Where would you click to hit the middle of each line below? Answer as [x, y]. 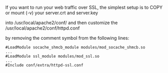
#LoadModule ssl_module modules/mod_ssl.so [52, 56]
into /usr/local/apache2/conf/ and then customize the [61, 23]
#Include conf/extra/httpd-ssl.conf [44, 65]
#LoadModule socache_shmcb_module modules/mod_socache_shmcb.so [75, 47]
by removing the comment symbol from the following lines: [67, 38]
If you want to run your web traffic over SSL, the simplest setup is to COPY [84, 7]
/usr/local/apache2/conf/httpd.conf [43, 28]
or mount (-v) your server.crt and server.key [52, 13]
